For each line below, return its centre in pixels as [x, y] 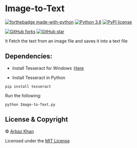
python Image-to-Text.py [30, 105]
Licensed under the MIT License [37, 141]
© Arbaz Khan [20, 131]
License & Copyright [37, 119]
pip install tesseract [28, 86]
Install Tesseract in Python [39, 77]
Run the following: [23, 95]
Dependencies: [29, 56]
